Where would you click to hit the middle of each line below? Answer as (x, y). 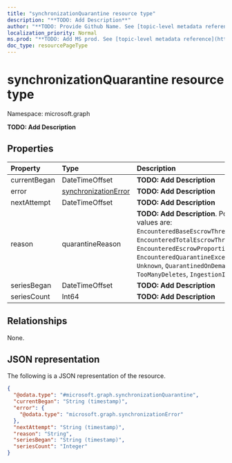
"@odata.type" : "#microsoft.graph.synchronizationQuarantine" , (106, 395)
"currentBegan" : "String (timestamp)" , (71, 401)
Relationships (37, 321)
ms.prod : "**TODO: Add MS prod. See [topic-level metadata (94, 39)
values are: (155, 222)
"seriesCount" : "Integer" (51, 446)
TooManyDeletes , (163, 274)
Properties (30, 149)
